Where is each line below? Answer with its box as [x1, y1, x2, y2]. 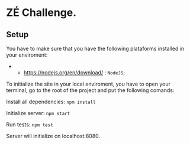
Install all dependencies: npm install [6, 98, 96, 105]
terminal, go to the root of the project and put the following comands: [6, 87, 175, 94]
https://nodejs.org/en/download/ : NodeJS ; [23, 69, 125, 76]
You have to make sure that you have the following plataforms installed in [6, 45, 185, 52]
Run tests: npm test [6, 121, 53, 128]
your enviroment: [6, 51, 48, 58]
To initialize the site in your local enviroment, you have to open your [6, 80, 170, 87]
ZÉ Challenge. [6, 6, 77, 19]
